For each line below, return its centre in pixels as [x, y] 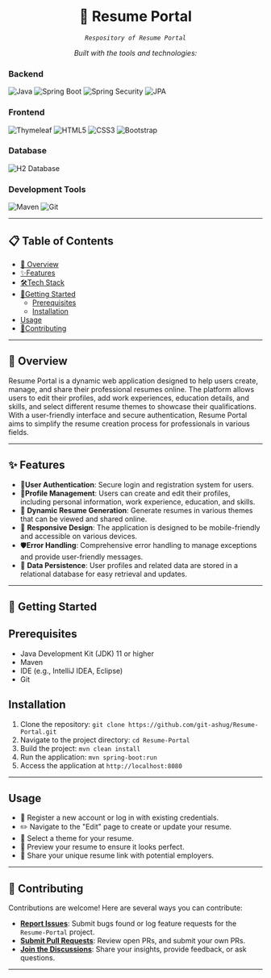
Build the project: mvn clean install [80, 748]
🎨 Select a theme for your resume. [77, 838]
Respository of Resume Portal [135, 38]
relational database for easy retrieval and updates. [104, 574]
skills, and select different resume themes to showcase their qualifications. [132, 406]
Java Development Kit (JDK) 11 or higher [87, 654]
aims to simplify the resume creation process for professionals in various [129, 424]
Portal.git [38, 732]
